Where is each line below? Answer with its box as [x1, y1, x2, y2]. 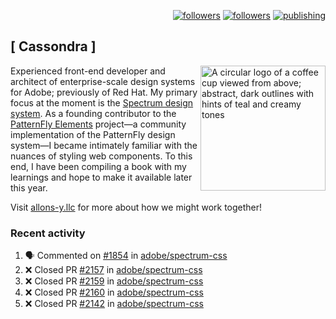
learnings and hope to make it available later [10, 171, 193, 183]
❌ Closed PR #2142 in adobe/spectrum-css [24, 298, 204, 310]
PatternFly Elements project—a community [10, 118, 187, 130]
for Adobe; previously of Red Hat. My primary [10, 86, 198, 98]
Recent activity [10, 226, 86, 240]
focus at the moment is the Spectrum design [10, 96, 194, 109]
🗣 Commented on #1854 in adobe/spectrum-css [24, 250, 228, 262]
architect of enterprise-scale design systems [10, 75, 196, 87]
